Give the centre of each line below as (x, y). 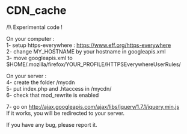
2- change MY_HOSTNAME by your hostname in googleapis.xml (86, 51)
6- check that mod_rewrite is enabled (53, 95)
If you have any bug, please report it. (52, 124)
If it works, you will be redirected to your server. (66, 113)
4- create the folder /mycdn (41, 82)
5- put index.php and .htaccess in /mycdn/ (59, 88)
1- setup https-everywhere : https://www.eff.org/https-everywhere (89, 45)
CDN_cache (36, 11)
